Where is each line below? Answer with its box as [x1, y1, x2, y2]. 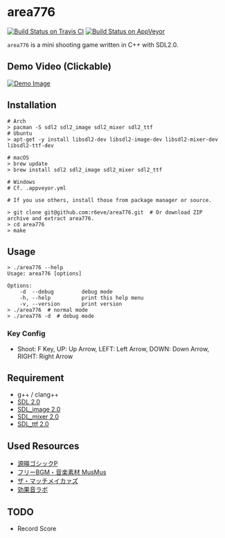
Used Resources [7, 440, 80, 452]
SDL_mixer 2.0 [17, 412, 60, 421]
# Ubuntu [7, 130, 33, 137]
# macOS [7, 154, 30, 161]
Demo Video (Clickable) [7, 60, 112, 73]
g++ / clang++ [17, 390, 59, 399]
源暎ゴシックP [17, 460, 58, 468]
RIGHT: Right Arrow [17, 352, 73, 360]
